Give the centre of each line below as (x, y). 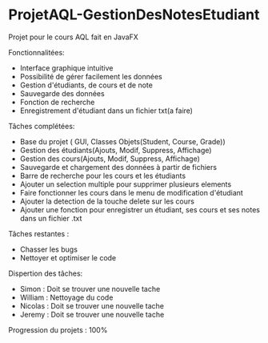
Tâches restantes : (39, 233)
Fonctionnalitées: (37, 52)
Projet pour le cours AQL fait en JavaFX (73, 37)
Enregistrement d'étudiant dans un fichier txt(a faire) (106, 111)
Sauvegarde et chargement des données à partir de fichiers (118, 167)
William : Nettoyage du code (66, 297)
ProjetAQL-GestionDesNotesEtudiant (134, 15)
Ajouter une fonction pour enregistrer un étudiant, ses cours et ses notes (140, 209)
